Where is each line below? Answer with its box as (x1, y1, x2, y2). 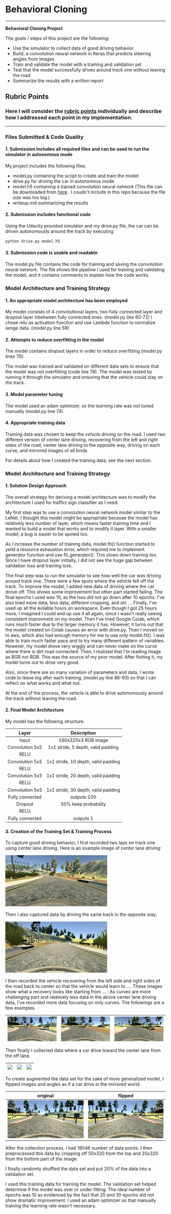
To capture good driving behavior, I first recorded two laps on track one (5, 840, 155, 846)
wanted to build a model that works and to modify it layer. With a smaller (5, 525, 157, 531)
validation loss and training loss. (5, 563, 73, 569)
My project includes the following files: (5, 162, 87, 169)
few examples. (5, 1005, 36, 1011)
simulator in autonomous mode (5, 152, 73, 158)
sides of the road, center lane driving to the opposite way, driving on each (5, 442, 160, 448)
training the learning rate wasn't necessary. (5, 1202, 97, 1208)
